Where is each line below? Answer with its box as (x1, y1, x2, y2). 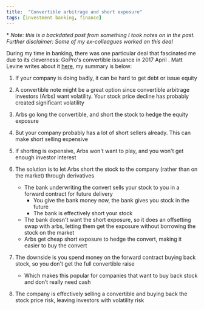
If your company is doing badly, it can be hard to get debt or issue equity (15, 74, 197, 81)
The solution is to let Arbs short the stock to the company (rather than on (15, 165, 198, 173)
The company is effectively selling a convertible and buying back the (15, 290, 188, 297)
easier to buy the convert (24, 241, 87, 249)
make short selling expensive (15, 135, 89, 143)
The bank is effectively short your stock (33, 209, 133, 216)
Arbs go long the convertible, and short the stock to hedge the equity (15, 111, 189, 118)
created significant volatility (15, 98, 85, 106)
